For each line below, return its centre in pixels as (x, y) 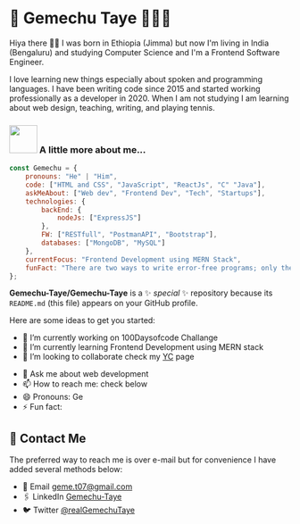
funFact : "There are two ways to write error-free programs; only (151, 268)
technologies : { (56, 201)
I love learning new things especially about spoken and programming (136, 79)
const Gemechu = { (43, 169)
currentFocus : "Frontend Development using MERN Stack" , (133, 259)
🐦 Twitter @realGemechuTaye (79, 510)
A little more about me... (92, 149)
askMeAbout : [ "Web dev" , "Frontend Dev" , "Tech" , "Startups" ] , (146, 193)
